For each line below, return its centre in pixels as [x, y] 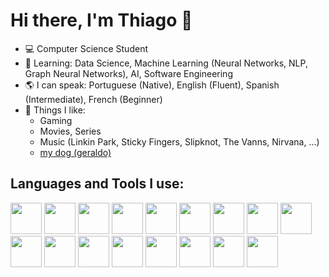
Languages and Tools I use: [97, 184]
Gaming [56, 120]
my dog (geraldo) [75, 152]
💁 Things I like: [55, 110]
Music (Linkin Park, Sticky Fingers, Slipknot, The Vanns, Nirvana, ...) [179, 141]
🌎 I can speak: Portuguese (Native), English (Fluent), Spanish [152, 85]
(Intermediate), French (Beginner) [93, 99]
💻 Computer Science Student [86, 48]
